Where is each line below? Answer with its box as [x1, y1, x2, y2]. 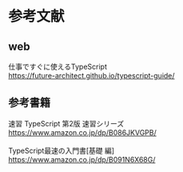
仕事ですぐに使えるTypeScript [8, 62, 108, 71]
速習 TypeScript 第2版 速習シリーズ [8, 118, 125, 128]
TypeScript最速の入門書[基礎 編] [8, 146, 114, 155]
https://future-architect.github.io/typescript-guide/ [8, 71, 175, 80]
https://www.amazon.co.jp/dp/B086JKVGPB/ [8, 127, 157, 137]
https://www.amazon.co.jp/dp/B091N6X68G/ [8, 154, 156, 164]
